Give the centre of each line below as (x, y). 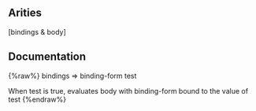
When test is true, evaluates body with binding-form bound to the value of (128, 91)
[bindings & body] (37, 31)
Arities (25, 13)
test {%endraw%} (37, 99)
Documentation (47, 57)
